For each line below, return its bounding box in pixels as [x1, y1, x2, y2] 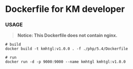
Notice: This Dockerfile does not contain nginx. [17, 32, 118, 38]
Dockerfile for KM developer [5, 3, 125, 15]
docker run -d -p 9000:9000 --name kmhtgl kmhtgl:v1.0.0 [5, 60, 126, 65]
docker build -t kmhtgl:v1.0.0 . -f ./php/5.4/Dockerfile [5, 46, 128, 52]
